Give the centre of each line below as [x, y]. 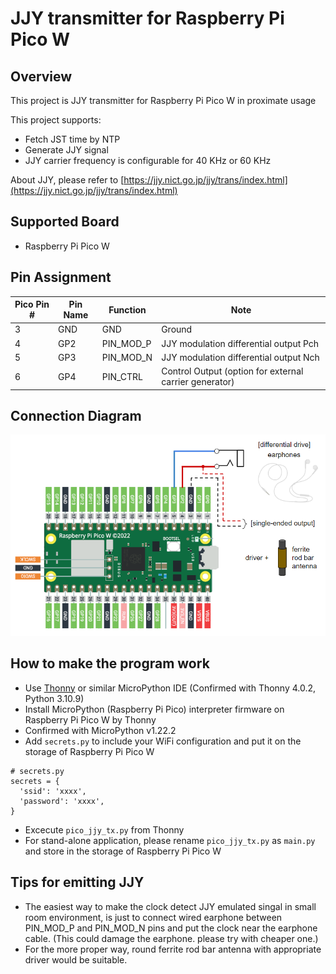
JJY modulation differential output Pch [240, 343]
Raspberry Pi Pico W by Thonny [90, 719]
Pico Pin [32, 304]
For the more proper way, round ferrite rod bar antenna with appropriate [173, 949]
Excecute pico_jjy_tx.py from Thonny [104, 829]
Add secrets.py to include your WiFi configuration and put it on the [163, 741]
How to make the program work [110, 663]
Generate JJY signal [66, 150]
